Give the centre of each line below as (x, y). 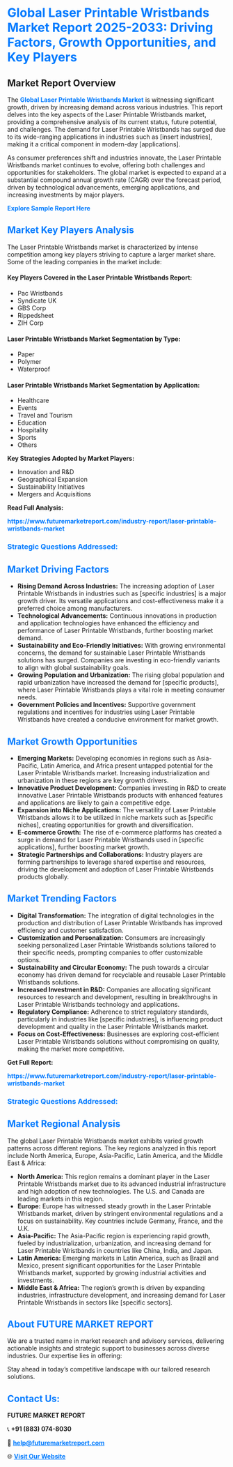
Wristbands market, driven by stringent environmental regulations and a (120, 1213)
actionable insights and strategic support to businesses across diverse (109, 1348)
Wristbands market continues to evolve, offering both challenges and (106, 165)
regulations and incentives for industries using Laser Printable (106, 712)
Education (32, 423)
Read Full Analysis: (35, 508)
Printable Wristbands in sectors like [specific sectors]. (95, 1302)
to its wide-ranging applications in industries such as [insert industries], (110, 137)
